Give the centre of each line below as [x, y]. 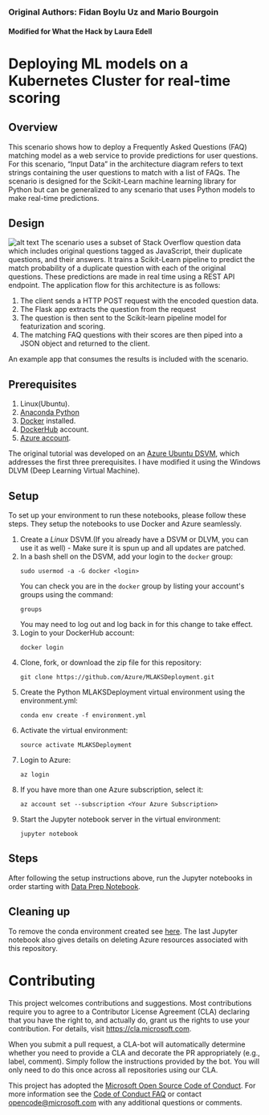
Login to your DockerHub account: [77, 633]
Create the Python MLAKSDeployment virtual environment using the [132, 692]
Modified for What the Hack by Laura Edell [80, 31]
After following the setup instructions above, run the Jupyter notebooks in [130, 878]
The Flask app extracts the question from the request [108, 309]
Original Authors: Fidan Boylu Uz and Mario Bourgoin [114, 12]
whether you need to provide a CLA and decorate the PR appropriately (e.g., [134, 1052]
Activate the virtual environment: [74, 730]
